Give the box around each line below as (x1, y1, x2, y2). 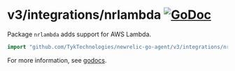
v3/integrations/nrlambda (7, 7, 162, 23)
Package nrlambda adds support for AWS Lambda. (7, 30, 152, 38)
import (7, 43, 27, 50)
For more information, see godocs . (7, 56, 107, 64)
